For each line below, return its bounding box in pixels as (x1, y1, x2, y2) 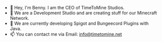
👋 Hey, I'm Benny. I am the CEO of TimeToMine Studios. (9, 5, 125, 10)
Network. (9, 15, 29, 21)
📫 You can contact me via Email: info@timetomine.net (9, 31, 122, 37)
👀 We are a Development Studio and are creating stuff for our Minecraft (9, 10, 157, 16)
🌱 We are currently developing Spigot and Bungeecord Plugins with (9, 20, 149, 26)
